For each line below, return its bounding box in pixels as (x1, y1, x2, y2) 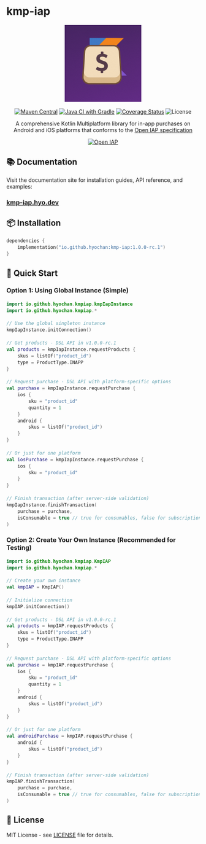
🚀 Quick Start (6, 268, 58, 278)
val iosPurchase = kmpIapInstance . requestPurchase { (6, 456, 144, 463)
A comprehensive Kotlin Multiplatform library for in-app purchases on (15, 120, 191, 127)
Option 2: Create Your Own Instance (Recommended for (6, 536, 176, 544)
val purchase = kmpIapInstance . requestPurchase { (6, 385, 136, 391)
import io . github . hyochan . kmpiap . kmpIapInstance (6, 301, 133, 307)
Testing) (6, 544, 32, 552)
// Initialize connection (6, 597, 72, 603)
